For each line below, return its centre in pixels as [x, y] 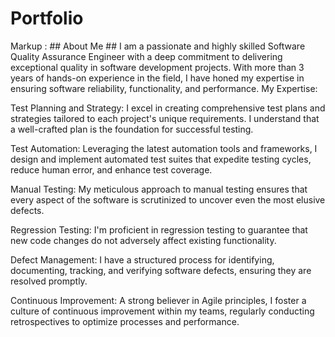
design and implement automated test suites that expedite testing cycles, [161, 159]
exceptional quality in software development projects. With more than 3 [157, 67]
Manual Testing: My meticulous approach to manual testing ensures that [159, 189]
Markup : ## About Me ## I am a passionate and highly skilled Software [158, 46]
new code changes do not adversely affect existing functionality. [143, 240]
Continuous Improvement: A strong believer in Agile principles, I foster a [158, 300]
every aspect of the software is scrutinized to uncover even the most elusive [168, 199]
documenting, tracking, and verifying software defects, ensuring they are [161, 270]
